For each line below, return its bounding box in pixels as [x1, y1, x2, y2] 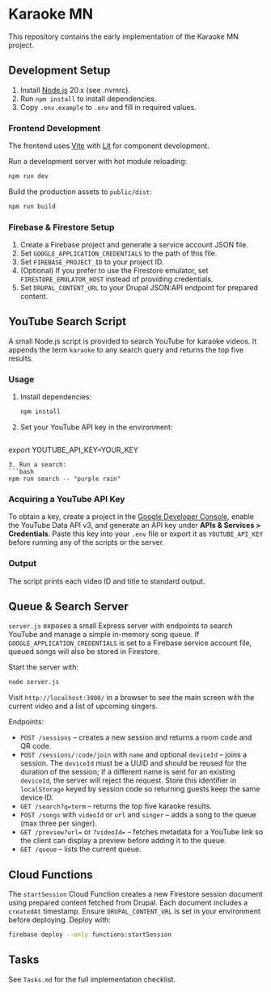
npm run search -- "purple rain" [8, 475, 121, 483]
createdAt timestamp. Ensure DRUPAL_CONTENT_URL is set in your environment [8, 906, 261, 916]
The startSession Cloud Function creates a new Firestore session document [8, 889, 263, 899]
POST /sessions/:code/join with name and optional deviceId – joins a [19, 749, 248, 760]
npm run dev [8, 172, 49, 180]
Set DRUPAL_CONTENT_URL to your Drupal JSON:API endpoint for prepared [19, 283, 259, 293]
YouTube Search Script [8, 314, 127, 328]
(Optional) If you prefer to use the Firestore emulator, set [19, 266, 209, 276]
